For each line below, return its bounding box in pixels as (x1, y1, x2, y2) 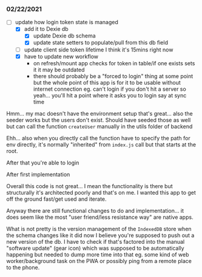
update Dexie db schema (33, 32, 96, 39)
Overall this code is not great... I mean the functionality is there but (6, 182, 173, 189)
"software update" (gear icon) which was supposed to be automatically (6, 244, 184, 252)
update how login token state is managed (15, 19, 118, 26)
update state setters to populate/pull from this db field (33, 39, 169, 47)
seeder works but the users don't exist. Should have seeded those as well (6, 116, 191, 123)
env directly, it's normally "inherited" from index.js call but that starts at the (6, 141, 196, 148)
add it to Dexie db (24, 25, 69, 33)
